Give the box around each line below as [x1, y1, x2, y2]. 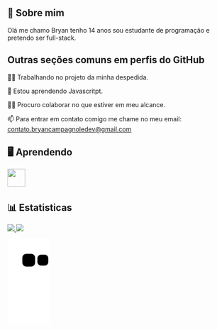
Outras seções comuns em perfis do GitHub [7, 54, 205, 66]
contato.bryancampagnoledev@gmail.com [7, 125, 132, 133]
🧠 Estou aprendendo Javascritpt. [7, 87, 104, 95]
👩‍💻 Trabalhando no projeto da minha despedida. [7, 72, 149, 82]
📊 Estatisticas [7, 202, 72, 214]
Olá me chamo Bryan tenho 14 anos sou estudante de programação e [7, 26, 211, 34]
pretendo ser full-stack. [7, 33, 77, 42]
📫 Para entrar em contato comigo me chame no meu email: [7, 114, 182, 123]
